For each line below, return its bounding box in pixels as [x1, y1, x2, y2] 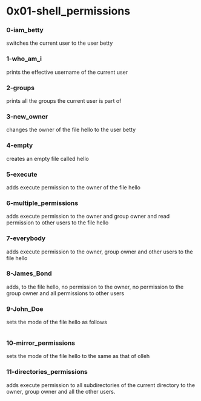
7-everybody [6, 234, 46, 243]
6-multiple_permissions [6, 198, 79, 207]
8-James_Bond [6, 269, 53, 278]
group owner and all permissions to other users [6, 289, 125, 297]
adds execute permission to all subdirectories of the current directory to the [6, 381, 196, 388]
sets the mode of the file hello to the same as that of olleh [6, 353, 150, 360]
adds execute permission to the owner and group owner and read [6, 213, 170, 220]
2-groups [6, 83, 35, 92]
